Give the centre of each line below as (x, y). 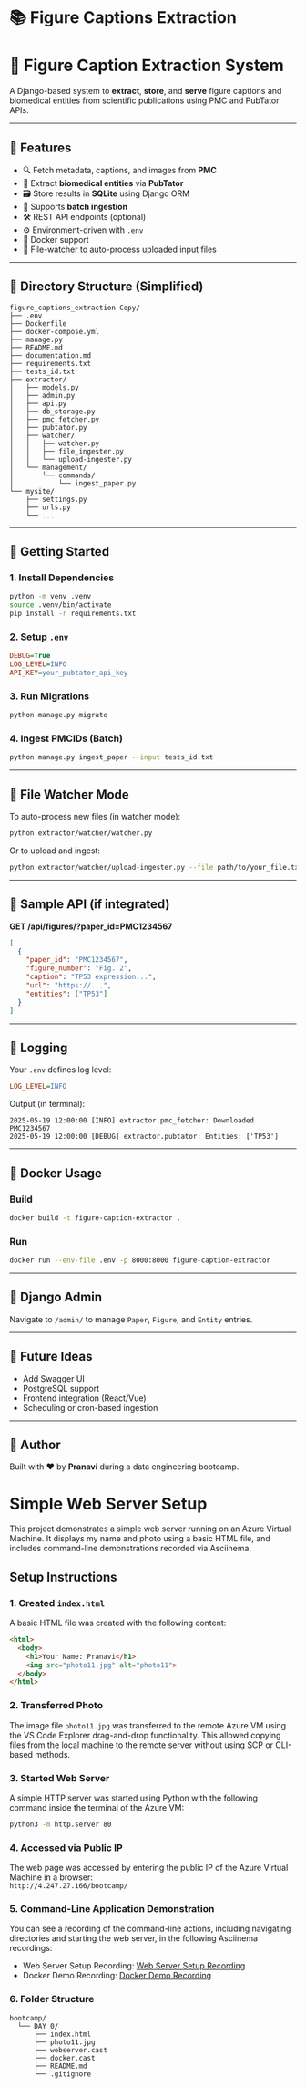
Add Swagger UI (53, 1378)
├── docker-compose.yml (55, 331)
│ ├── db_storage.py (52, 412)
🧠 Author (35, 1445)
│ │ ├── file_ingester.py (67, 451)
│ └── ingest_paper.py (73, 483)
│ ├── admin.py (42, 395)
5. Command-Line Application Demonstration (112, 1909)
